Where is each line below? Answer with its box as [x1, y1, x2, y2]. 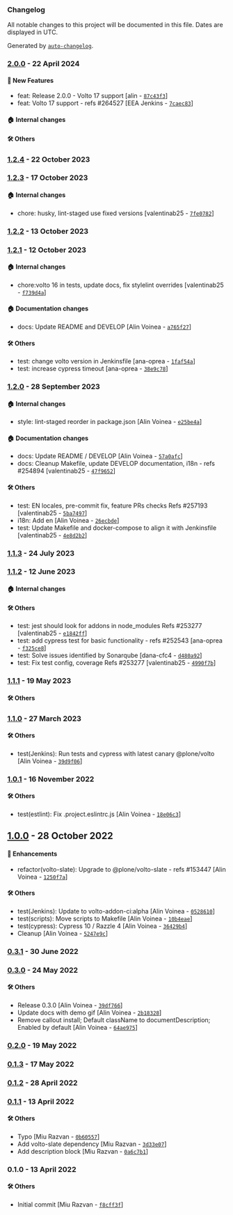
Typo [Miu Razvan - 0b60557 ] [17, 1132, 100, 1140]
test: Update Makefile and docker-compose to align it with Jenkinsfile [17, 524, 217, 532]
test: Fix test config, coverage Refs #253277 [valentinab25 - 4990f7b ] [17, 659, 216, 667]
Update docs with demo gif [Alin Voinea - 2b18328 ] [17, 1008, 162, 1017]
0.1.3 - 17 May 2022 [7, 1059, 74, 1069]
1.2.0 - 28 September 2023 [7, 382, 101, 391]
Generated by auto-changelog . [7, 42, 94, 50]
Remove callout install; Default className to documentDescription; [17, 1015, 211, 1024]
